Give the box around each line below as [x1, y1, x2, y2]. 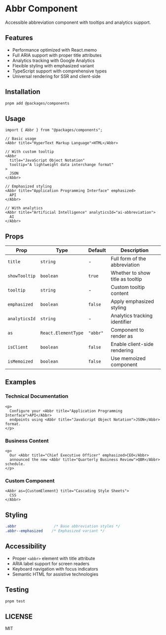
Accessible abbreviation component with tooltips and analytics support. [5, 19, 151, 25]
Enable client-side [111, 341, 154, 347]
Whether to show [111, 270, 151, 277]
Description [120, 247, 149, 254]
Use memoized [111, 355, 146, 362]
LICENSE [5, 612, 33, 621]
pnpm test [5, 598, 26, 604]
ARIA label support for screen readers [12, 561, 90, 567]
